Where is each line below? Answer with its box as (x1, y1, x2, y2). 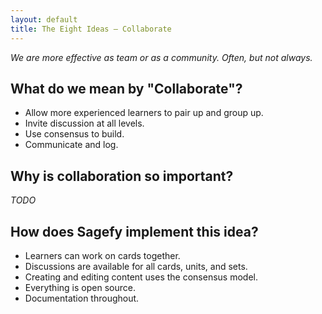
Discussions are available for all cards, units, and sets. (24, 260, 248, 272)
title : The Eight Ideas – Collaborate (10, 24, 172, 34)
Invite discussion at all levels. (24, 117, 145, 130)
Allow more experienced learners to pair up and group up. (24, 107, 264, 119)
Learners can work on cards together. (24, 249, 181, 261)
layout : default (10, 14, 78, 25)
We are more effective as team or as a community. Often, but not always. (10, 51, 313, 63)
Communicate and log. (24, 139, 119, 151)
